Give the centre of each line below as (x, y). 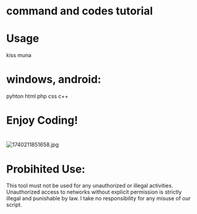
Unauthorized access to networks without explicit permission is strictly (94, 192)
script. (14, 205)
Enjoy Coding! (42, 121)
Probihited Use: (46, 169)
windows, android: (54, 80)
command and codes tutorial (80, 11)
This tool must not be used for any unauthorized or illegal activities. (90, 186)
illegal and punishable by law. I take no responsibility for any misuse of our (98, 198)
